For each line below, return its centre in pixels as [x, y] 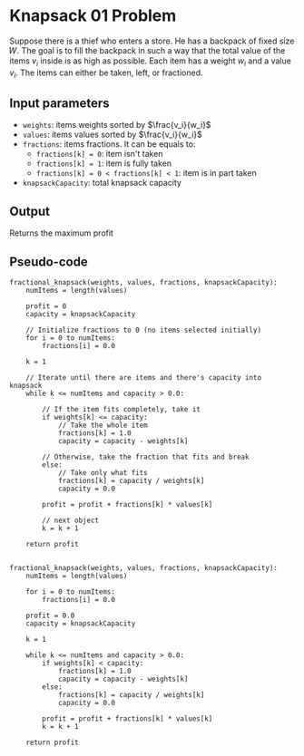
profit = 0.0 [50, 615]
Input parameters [60, 103]
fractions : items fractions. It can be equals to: [109, 144]
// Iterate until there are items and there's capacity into [143, 377]
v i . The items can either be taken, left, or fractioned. [106, 73]
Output [29, 211]
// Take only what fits [103, 472]
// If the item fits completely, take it [122, 409]
